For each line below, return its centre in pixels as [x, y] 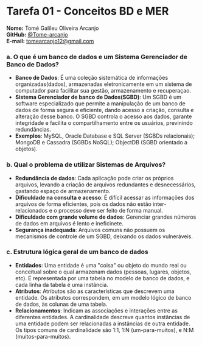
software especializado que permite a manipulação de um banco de [100, 104]
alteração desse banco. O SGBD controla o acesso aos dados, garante [103, 116]
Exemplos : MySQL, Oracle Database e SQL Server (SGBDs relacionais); [105, 136]
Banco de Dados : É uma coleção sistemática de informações [92, 78]
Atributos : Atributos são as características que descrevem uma [95, 291]
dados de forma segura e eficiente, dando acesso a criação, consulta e [104, 110]
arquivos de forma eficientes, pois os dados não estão [83, 204]
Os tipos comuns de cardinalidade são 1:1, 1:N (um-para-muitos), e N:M [104, 330]
